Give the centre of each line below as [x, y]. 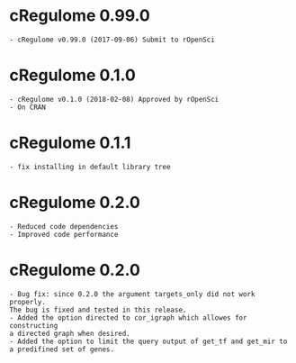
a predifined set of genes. [62, 349]
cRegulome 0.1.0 [73, 75]
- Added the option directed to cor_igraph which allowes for [128, 318]
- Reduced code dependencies [64, 226]
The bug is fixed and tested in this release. [98, 310]
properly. [28, 302]
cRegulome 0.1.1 [70, 143]
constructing [34, 325]
